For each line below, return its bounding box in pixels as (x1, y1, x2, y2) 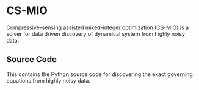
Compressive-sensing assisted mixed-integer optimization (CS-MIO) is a (6, 24, 189, 31)
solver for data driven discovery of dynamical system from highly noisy (6, 30, 185, 37)
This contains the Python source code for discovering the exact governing (6, 71, 194, 78)
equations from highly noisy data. (6, 77, 90, 84)
